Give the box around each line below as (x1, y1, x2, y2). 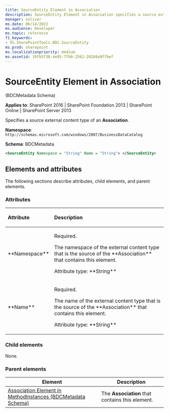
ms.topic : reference (5, 31, 49, 36)
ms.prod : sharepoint (5, 45, 49, 50)
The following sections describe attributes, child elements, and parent (5, 178, 150, 184)
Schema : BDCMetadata (5, 141, 54, 147)
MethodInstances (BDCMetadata (8, 393, 86, 400)
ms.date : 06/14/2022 (5, 21, 49, 27)
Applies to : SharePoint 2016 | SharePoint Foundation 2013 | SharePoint (5, 102, 152, 108)
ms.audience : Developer (5, 26, 55, 31)
